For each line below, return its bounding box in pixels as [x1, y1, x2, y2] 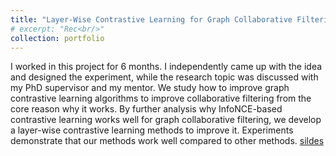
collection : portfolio [10, 33, 105, 43]
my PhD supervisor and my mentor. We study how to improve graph [10, 82, 290, 94]
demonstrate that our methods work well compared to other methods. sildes [10, 135, 325, 147]
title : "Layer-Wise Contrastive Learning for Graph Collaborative [10, 14, 293, 25]
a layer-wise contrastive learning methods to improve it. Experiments [10, 124, 294, 136]
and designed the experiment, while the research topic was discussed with [10, 71, 319, 83]
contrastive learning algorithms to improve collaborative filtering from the [10, 92, 312, 105]
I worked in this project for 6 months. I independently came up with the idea [10, 61, 323, 73]
